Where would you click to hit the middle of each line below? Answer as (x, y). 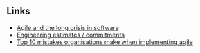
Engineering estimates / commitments (71, 35)
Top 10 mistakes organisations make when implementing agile (104, 42)
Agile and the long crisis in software (67, 27)
